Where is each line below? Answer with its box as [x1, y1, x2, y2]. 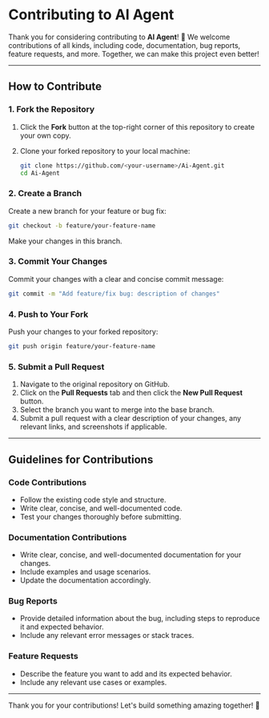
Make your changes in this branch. [8, 236, 122, 246]
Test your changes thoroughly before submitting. [19, 511, 182, 521]
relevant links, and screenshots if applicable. [19, 422, 167, 431]
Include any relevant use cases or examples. [19, 677, 167, 687]
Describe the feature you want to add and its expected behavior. [19, 668, 232, 678]
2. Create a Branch [8, 188, 82, 199]
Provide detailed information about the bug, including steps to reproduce [19, 614, 260, 624]
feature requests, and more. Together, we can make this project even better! [8, 49, 260, 58]
